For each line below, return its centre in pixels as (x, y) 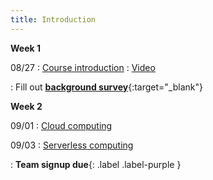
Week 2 (26, 106)
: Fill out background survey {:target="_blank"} (106, 87)
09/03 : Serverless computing (72, 145)
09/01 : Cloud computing (61, 125)
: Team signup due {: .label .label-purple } (96, 164)
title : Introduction (53, 19)
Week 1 (25, 48)
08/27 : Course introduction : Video (83, 67)
